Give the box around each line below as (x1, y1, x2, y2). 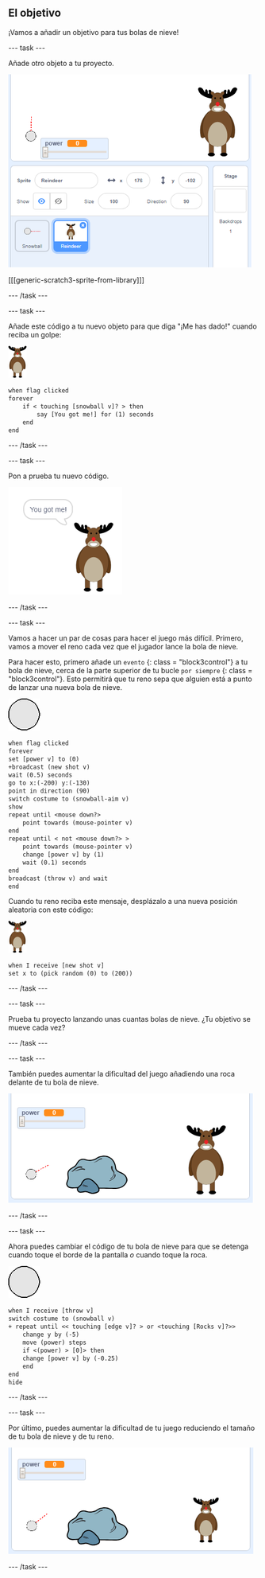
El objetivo (8, 6, 62, 20)
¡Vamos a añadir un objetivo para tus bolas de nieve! (8, 27, 179, 37)
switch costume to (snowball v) (8, 1315, 115, 1323)
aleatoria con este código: (8, 905, 94, 914)
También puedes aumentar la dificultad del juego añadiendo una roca (8, 1069, 236, 1078)
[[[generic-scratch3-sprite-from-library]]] (8, 275, 145, 285)
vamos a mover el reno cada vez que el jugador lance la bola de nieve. (8, 641, 239, 651)
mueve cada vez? (8, 1023, 66, 1032)
